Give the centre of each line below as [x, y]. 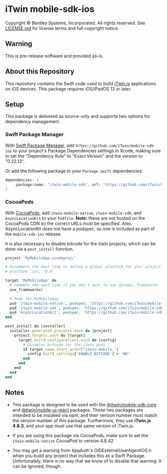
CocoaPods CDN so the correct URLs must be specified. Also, [69, 223]
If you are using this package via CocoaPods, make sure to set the [80, 435]
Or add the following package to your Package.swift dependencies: [74, 171]
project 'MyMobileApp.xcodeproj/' [41, 258]
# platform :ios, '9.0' [30, 272]
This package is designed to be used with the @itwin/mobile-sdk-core [84, 404]
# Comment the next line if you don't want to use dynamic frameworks [84, 285]
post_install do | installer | [35, 326]
